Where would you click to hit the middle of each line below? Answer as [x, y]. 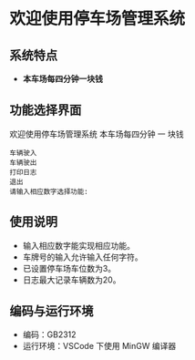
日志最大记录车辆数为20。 [72, 280]
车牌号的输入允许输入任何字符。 [82, 257]
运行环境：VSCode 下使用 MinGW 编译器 [99, 346]
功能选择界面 [46, 110]
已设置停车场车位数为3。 [69, 268]
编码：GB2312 [49, 334]
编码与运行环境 [51, 311]
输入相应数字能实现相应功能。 [78, 245]
